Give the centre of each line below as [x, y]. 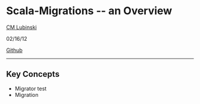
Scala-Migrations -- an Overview [89, 11]
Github [14, 50]
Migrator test [31, 88]
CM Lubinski [21, 27]
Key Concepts [33, 74]
